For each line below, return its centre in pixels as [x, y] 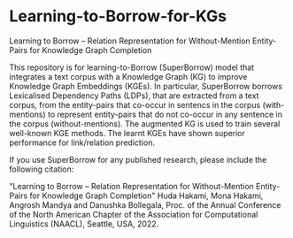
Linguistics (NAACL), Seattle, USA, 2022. [84, 224]
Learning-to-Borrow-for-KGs [118, 16]
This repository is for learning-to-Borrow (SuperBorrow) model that [132, 67]
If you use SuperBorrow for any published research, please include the [138, 159]
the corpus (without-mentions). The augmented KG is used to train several [145, 123]
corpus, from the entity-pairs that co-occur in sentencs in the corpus [135, 104]
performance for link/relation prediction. [82, 142]
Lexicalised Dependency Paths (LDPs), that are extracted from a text [134, 96]
